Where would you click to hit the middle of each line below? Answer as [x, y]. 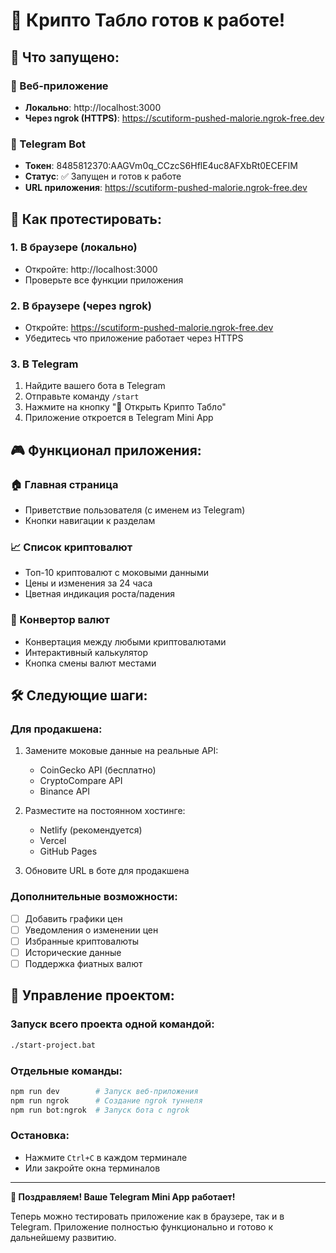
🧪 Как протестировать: [86, 219]
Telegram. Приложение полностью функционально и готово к [142, 1226]
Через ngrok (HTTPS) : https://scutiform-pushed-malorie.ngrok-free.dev [174, 118]
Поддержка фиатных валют [83, 963]
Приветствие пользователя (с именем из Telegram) [135, 510]
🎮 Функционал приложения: [106, 450]
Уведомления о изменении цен [91, 930]
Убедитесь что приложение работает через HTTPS [134, 338]
